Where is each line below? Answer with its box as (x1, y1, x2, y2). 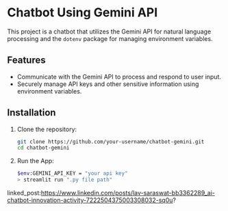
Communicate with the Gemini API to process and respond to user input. (16, 72, 221, 81)
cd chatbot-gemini (16, 145, 70, 152)
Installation (7, 107, 56, 119)
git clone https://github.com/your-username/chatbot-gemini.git (16, 138, 205, 145)
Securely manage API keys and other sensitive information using (16, 80, 199, 88)
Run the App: (16, 157, 55, 165)
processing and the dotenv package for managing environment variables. (7, 34, 214, 42)
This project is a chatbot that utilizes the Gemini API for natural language (7, 27, 212, 36)
